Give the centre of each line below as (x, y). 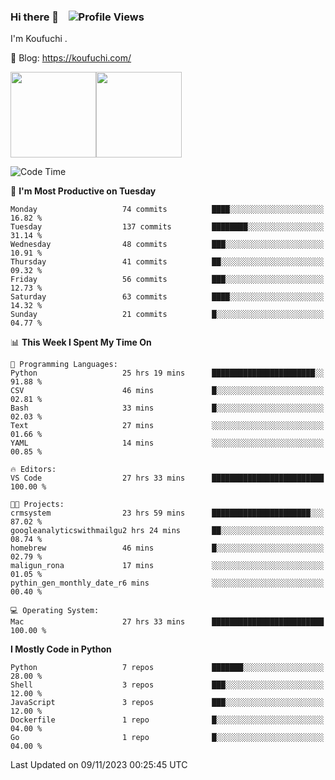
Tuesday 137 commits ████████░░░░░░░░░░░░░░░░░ (167, 227)
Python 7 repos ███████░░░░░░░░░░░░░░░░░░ (167, 668)
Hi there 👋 (35, 17)
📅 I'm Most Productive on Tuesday (83, 191)
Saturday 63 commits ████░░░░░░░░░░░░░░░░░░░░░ (167, 297)
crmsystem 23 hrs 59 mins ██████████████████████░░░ (167, 513)
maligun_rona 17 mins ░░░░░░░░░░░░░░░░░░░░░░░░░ (167, 566)
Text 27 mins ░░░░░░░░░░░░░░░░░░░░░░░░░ (167, 426)
